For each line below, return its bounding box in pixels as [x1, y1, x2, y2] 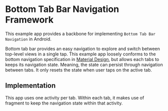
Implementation [5, 81, 56, 90]
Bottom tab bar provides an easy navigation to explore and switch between [5, 45, 160, 51]
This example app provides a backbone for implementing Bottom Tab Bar [5, 30, 155, 36]
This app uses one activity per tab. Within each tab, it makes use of [5, 94, 144, 100]
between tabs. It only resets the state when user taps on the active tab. [5, 66, 152, 73]
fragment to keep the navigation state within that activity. [5, 100, 123, 106]
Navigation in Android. [5, 36, 52, 42]
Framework [5, 14, 54, 25]
